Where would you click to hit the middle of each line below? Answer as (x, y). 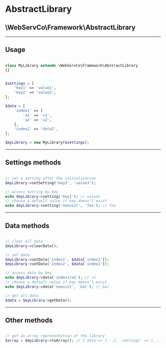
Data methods (27, 226)
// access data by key (28, 273)
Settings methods (33, 162)
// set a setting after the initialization (51, 178)
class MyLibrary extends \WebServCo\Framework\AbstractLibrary (72, 65)
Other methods (29, 320)
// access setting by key (32, 192)
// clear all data (24, 241)
